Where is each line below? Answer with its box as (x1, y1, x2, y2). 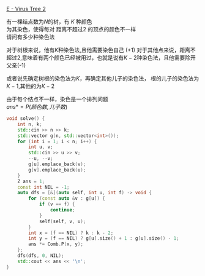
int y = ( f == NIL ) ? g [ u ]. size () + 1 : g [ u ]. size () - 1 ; (28, 235, 179, 242)
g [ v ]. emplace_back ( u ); (28, 167, 86, 173)
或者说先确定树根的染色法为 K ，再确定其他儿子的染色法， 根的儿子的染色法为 (6, 75, 199, 82)
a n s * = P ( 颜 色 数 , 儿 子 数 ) (6, 103, 68, 110)
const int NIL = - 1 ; (17, 184, 70, 190)
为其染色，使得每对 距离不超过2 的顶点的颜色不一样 (6, 26, 136, 33)
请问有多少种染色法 (6, 33, 55, 41)
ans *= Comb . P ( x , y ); (28, 241, 84, 248)
